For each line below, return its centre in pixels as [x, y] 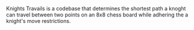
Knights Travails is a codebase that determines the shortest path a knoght [96, 9]
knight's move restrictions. [38, 21]
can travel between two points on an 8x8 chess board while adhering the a [97, 15]
